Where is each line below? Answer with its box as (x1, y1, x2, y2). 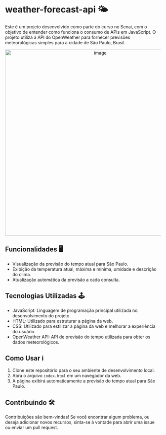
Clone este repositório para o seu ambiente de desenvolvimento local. (12, 367, 155, 373)
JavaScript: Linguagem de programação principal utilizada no (12, 307, 138, 313)
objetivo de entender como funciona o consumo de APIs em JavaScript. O (5, 29, 156, 35)
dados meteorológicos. (12, 339, 59, 345)
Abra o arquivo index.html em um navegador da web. (12, 373, 122, 379)
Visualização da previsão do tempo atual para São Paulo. (12, 261, 128, 267)
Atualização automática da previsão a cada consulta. (12, 277, 120, 283)
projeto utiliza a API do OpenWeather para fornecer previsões (5, 34, 130, 40)
